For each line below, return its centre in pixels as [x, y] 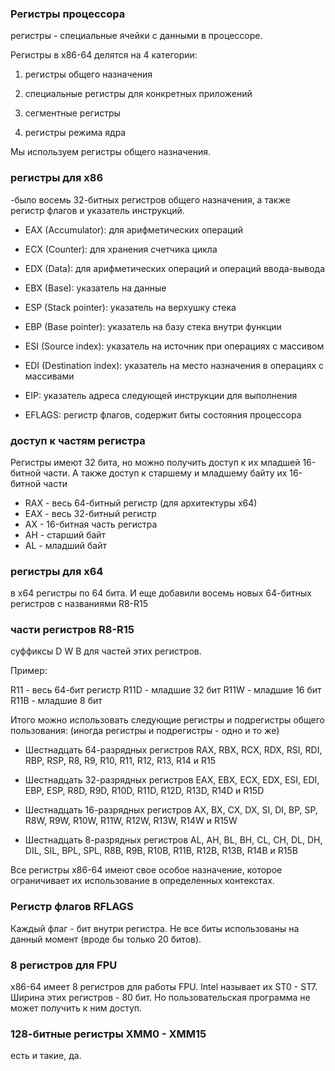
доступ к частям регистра [78, 440]
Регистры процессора [68, 14]
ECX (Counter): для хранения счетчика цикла [121, 249]
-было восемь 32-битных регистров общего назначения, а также [150, 199]
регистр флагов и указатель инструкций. [97, 210]
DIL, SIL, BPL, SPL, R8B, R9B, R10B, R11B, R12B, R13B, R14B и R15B [161, 851]
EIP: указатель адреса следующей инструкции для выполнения [161, 395]
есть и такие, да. [46, 1056]
